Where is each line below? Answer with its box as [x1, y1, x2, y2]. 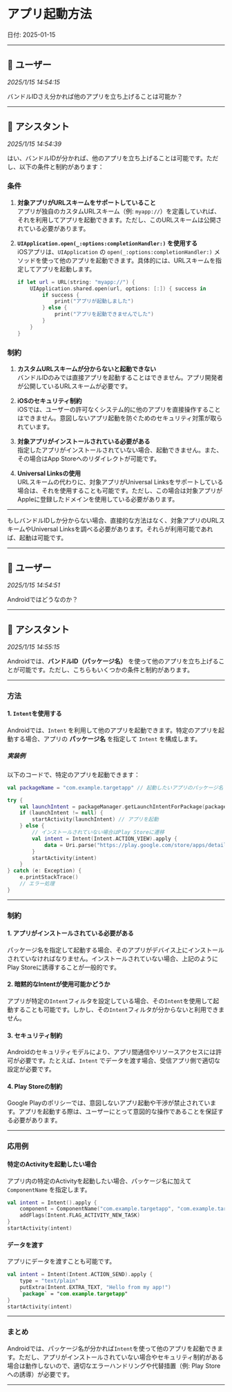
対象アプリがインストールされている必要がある [17, 437, 151, 446]
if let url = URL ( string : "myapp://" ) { [17, 278, 135, 285]
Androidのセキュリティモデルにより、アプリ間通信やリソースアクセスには [7, 1048, 216, 1056]
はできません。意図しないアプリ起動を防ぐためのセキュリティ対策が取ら [17, 414, 223, 422]
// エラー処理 [19, 880, 55, 887]
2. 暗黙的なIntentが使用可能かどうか [7, 980, 110, 989]
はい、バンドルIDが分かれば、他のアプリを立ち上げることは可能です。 [7, 153, 207, 162]
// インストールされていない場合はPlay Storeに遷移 [32, 829, 164, 836]
